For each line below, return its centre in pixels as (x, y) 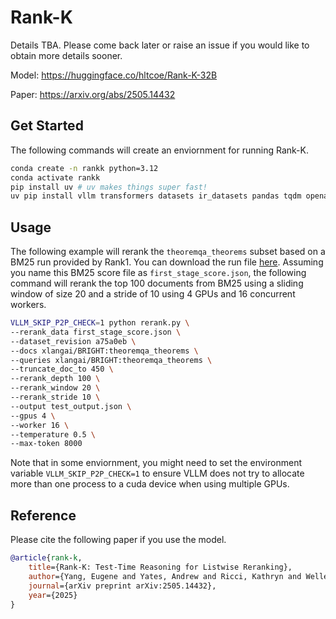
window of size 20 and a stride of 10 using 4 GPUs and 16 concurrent (153, 294)
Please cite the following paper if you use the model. (118, 540)
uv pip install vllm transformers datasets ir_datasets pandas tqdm (156, 196)
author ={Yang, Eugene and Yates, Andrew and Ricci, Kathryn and (165, 576)
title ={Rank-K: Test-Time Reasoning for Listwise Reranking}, (160, 567)
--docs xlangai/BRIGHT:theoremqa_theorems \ (104, 351)
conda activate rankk (55, 177)
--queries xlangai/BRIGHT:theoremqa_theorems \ (111, 360)
